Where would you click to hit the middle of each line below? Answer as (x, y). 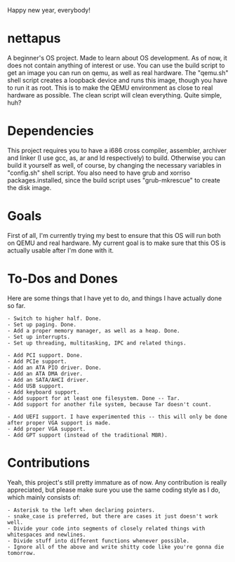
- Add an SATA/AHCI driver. (48, 380)
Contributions (48, 463)
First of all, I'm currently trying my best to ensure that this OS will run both (114, 235)
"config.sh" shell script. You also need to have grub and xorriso (99, 173)
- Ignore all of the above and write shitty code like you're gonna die (116, 547)
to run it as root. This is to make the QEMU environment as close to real (110, 88)
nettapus (34, 39)
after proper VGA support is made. (59, 423)
